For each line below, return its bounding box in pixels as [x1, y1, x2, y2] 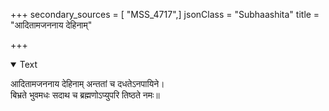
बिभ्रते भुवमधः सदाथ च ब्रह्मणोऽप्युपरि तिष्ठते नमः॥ [10, 89, 160, 101]
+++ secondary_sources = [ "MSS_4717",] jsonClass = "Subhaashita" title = [10, 9, 320, 20]
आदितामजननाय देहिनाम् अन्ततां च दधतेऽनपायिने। [10, 78, 165, 89]
